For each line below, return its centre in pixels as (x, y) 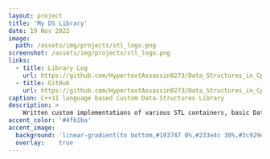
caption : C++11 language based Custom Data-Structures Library (117, 98)
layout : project (35, 16)
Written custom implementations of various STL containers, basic (136, 113)
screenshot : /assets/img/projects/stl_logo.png (90, 53)
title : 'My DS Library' (48, 23)
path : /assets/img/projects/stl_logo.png (86, 46)
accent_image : (32, 128)
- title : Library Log (52, 68)
